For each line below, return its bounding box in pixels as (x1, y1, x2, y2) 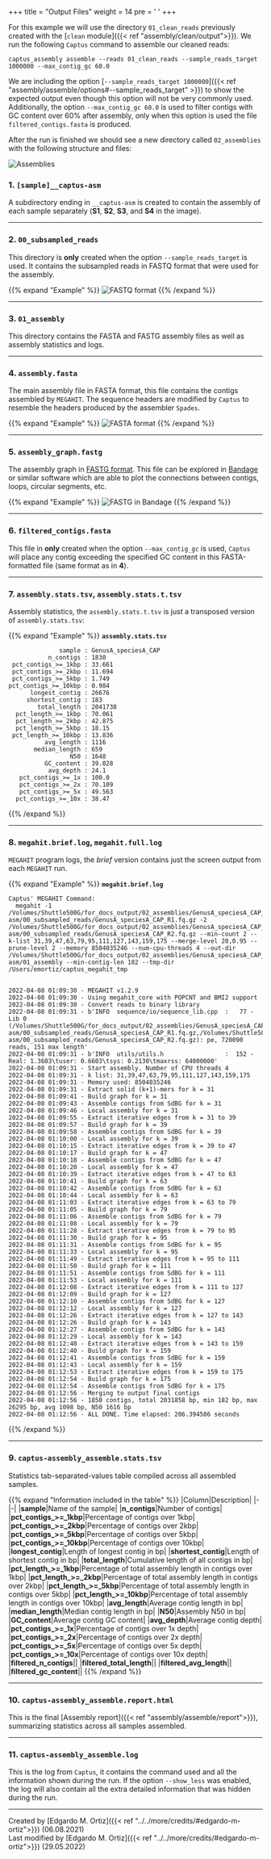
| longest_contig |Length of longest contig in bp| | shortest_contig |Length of (8, 1546, 260, 1556)
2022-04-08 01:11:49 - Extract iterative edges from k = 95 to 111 (8, 1255, 240, 1263)
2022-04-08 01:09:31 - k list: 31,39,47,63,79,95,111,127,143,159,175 (8, 1071, 251, 1080)
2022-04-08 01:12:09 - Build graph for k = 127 (8, 1291, 172, 1299)
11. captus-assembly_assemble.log (8, 1748, 139, 1760)
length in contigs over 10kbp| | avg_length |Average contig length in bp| (8, 1597, 244, 1607)
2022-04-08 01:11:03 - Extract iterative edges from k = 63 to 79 (8, 1199, 236, 1207)
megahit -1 (15, 902, 52, 911)
